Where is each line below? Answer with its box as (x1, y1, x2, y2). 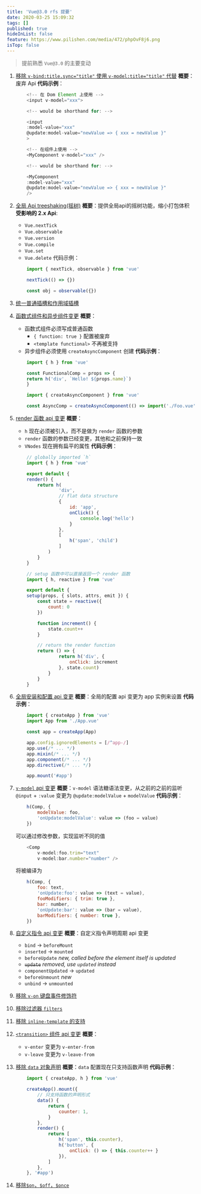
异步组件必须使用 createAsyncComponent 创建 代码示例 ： (24, 347, 162, 355)
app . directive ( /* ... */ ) (26, 762, 92, 768)
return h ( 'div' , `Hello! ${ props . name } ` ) (26, 376, 131, 382)
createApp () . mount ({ (26, 1087, 78, 1093)
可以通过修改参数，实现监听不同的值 (15, 832, 106, 839)
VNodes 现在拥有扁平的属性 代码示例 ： (24, 442, 118, 449)
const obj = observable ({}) (26, 287, 97, 294)
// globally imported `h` (26, 454, 92, 460)
